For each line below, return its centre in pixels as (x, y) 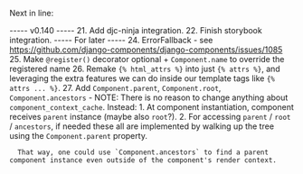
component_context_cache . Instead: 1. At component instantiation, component (151, 107)
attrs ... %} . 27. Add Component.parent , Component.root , (115, 88)
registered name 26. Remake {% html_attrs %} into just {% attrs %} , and (145, 69)
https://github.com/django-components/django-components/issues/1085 (146, 50)
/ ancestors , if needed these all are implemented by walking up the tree (142, 126)
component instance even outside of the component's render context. (143, 160)
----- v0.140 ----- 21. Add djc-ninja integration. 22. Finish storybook (136, 30)
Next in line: (32, 13)
